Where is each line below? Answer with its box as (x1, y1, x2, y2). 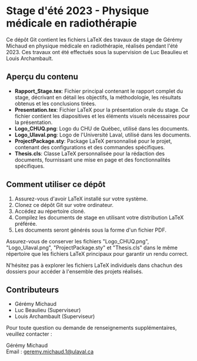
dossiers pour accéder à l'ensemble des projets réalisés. (6, 268, 143, 275)
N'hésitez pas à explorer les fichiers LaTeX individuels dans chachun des (6, 262, 183, 269)
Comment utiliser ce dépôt (6, 179, 106, 189)
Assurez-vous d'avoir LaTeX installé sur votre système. (14, 195, 148, 202)
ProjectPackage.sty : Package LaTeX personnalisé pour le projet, (14, 137, 172, 145)
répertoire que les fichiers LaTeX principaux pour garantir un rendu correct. (6, 250, 189, 257)
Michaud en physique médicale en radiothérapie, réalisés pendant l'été (6, 42, 178, 49)
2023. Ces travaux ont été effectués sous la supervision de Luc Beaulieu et (6, 48, 188, 55)
